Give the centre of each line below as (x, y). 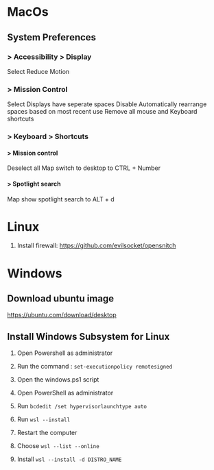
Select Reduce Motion (38, 71)
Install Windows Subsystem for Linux (88, 336)
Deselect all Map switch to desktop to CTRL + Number (84, 168)
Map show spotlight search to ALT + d (61, 199)
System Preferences (52, 37)
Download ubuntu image (61, 299)
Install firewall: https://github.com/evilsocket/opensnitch (96, 246)
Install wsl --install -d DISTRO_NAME (69, 459)
